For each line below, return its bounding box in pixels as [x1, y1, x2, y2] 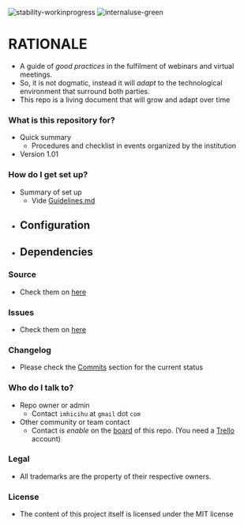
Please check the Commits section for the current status [19, 362, 204, 372]
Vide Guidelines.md [31, 195, 96, 205]
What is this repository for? [8, 115, 116, 126]
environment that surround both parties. [19, 86, 150, 96]
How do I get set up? [8, 169, 88, 180]
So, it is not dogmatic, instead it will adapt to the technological [19, 78, 223, 87]
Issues [8, 307, 35, 318]
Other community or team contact [19, 417, 130, 426]
